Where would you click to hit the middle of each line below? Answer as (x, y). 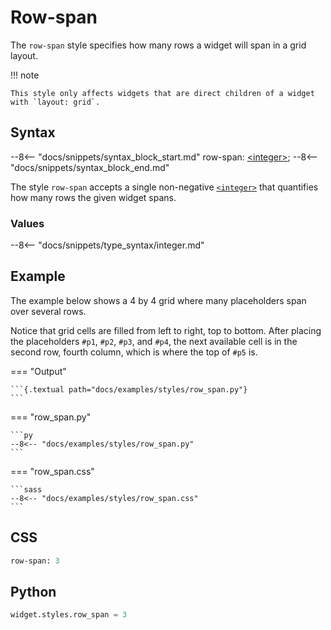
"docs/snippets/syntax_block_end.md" (90, 167)
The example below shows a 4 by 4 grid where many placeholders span (158, 300)
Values (27, 223)
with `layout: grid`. (55, 102)
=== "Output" (38, 371)
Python (33, 591)
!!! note (25, 75)
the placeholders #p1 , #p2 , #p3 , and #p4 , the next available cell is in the (154, 341)
